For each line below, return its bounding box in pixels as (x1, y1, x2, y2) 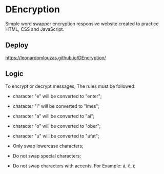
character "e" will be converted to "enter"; (12, 93, 102, 99)
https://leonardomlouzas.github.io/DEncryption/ (5, 54, 106, 61)
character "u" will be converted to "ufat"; (12, 132, 99, 139)
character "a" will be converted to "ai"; (12, 113, 95, 119)
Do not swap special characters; (12, 152, 81, 159)
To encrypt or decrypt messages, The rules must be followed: (5, 83, 136, 89)
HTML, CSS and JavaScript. (5, 26, 65, 32)
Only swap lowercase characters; (12, 143, 84, 149)
